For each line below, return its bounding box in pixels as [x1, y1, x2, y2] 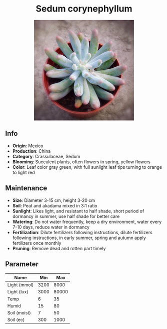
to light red [12, 169, 35, 175]
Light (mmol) [7, 282, 34, 288]
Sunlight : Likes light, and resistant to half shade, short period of [12, 208, 144, 214]
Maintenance [5, 184, 47, 192]
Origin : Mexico [12, 143, 43, 149]
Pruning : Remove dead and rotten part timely [12, 245, 106, 251]
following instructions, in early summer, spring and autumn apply [12, 235, 146, 241]
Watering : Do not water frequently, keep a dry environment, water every [12, 218, 162, 225]
